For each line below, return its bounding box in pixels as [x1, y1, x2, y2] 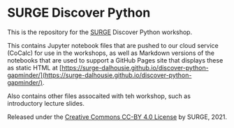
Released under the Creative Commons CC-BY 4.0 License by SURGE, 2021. [7, 113, 227, 121]
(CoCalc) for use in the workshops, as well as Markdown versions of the [7, 49, 215, 57]
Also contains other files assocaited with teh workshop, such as [7, 92, 191, 100]
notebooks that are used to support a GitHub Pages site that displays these [7, 56, 224, 64]
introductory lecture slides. [7, 99, 85, 107]
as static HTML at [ [7, 63, 62, 72]
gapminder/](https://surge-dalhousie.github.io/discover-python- [7, 71, 192, 79]
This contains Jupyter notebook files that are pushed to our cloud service [7, 41, 219, 49]
